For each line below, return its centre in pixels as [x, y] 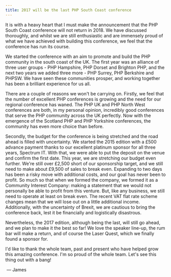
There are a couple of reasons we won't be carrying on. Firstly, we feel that [85, 93]
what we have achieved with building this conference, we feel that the [79, 41]
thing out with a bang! [28, 260]
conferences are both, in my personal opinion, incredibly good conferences [85, 110]
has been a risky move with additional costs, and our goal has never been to [85, 174]
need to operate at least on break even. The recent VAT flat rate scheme [81, 196]
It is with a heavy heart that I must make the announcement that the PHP [82, 25]
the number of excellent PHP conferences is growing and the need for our [83, 99]
